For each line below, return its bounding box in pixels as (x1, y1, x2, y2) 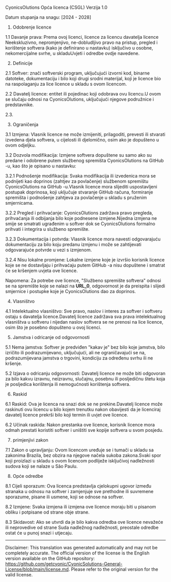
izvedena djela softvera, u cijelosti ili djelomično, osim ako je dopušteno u (5, 137, 159, 142)
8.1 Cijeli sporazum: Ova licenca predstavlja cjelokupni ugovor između (5, 483, 152, 489)
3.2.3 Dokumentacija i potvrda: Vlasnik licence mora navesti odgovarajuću (5, 236, 161, 242)
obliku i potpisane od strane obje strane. (5, 509, 90, 515)
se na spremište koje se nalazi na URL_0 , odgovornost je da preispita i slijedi (5, 283, 165, 289)
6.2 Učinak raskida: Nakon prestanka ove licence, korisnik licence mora (5, 422, 155, 428)
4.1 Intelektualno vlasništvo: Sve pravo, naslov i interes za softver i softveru (5, 308, 162, 314)
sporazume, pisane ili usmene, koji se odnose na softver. (5, 494, 124, 500)
